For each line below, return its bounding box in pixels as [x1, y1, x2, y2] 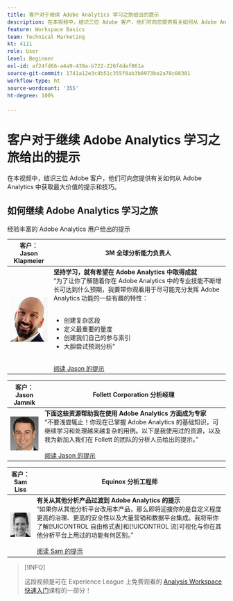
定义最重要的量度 [63, 324, 113, 333]
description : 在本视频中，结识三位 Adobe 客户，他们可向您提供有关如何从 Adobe [7, 18, 217, 26]
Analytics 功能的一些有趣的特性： [53, 294, 149, 302]
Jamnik [13, 398, 36, 406]
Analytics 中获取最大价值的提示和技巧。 [7, 183, 121, 191]
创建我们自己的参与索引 [63, 333, 131, 342]
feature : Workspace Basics [7, 26, 85, 33]
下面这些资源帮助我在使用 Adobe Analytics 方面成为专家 [44, 409, 207, 417]
